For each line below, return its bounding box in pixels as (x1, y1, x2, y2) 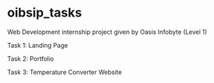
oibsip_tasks (7, 5, 82, 21)
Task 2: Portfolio (7, 54, 54, 63)
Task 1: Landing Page (7, 41, 68, 49)
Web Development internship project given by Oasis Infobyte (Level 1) (7, 28, 208, 36)
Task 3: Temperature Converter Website (7, 68, 122, 76)
